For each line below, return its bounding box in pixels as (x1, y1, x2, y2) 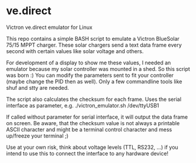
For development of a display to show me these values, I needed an (6, 59, 171, 66)
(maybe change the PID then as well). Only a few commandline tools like (6, 78, 182, 85)
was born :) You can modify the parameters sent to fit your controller (6, 71, 174, 79)
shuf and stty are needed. (6, 84, 69, 91)
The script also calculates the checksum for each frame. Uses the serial (6, 96, 182, 103)
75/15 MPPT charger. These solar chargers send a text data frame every (6, 41, 182, 48)
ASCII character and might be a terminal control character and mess (6, 126, 172, 133)
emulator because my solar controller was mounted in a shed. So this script (6, 65, 191, 72)
